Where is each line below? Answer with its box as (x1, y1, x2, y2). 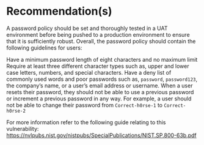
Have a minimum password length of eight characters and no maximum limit (6, 56, 198, 63)
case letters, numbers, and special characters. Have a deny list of (6, 69, 172, 76)
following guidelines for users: (6, 44, 82, 51)
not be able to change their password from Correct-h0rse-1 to (6, 101, 163, 108)
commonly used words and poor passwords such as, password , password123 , (6, 75, 197, 83)
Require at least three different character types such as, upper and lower (6, 62, 189, 70)
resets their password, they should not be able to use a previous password (6, 88, 194, 95)
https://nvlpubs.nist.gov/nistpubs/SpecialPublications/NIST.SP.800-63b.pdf (6, 132, 197, 139)
